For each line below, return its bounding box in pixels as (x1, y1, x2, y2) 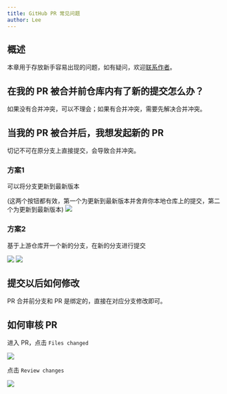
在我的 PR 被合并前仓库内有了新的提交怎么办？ (7, 85, 204, 97)
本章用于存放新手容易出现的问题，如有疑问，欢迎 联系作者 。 (7, 63, 176, 72)
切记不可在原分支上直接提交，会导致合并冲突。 (7, 146, 140, 155)
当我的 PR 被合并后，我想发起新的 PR (7, 127, 164, 138)
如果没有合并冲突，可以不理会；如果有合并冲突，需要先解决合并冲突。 (7, 105, 206, 113)
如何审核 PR (7, 319, 58, 331)
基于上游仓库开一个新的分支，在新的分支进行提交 (7, 241, 146, 250)
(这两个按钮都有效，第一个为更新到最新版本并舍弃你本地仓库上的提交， (7, 197, 208, 205)
